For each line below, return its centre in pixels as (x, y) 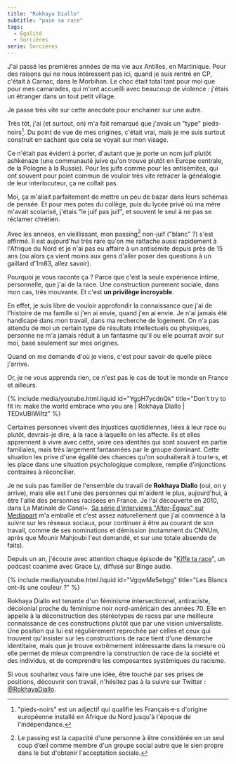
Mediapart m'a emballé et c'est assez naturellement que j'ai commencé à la (117, 515)
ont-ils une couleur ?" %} (44, 588)
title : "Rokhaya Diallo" (44, 14)
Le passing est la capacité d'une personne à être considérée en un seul (121, 738)
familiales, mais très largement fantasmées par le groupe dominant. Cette (113, 449)
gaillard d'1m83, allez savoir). (49, 263)
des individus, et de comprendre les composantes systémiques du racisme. (117, 661)
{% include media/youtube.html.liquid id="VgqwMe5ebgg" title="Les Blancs (118, 580)
